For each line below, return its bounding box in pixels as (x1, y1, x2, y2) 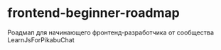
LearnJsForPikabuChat (7, 35, 75, 44)
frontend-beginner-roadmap (7, 5, 180, 21)
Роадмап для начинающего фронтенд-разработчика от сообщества (7, 28, 215, 37)
